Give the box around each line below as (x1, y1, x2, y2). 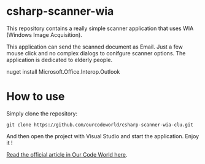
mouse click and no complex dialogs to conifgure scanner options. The (6, 49, 186, 57)
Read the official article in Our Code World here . (6, 150, 128, 158)
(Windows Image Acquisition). (6, 31, 83, 38)
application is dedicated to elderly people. (6, 56, 112, 63)
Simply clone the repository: (6, 109, 78, 117)
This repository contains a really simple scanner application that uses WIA (6, 25, 194, 32)
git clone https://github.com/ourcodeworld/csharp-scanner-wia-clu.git (6, 122, 193, 128)
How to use (6, 90, 65, 104)
